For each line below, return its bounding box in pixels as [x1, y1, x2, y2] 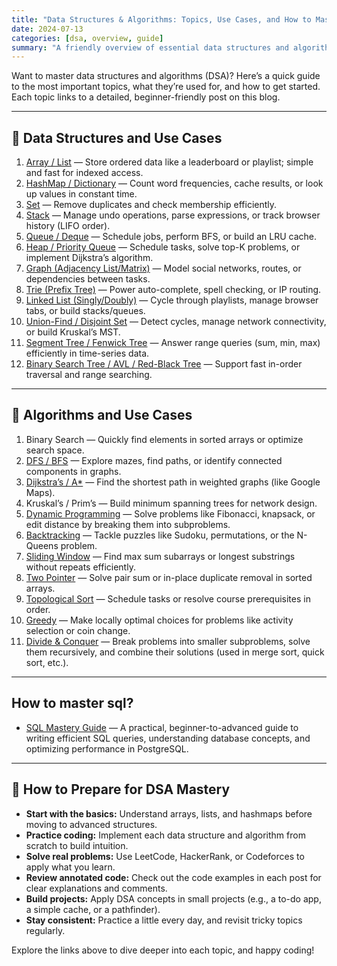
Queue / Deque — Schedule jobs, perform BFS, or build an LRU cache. [25, 231, 317, 243]
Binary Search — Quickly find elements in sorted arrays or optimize [25, 433, 304, 445]
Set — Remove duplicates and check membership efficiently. [25, 199, 278, 211]
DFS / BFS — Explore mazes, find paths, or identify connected [25, 454, 283, 466]
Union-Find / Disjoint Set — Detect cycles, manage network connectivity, [25, 316, 327, 328]
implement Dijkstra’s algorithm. [25, 252, 154, 264]
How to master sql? [11, 695, 134, 712]
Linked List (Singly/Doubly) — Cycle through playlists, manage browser [25, 294, 319, 306]
